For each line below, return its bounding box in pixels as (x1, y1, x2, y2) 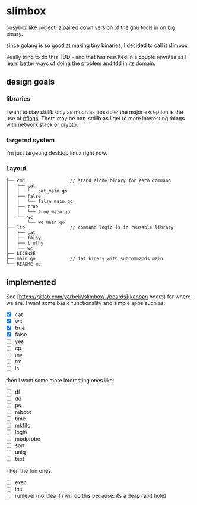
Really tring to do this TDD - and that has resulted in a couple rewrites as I (6, 53, 187, 60)
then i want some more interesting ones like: (6, 376, 115, 384)
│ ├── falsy (6, 235, 42, 241)
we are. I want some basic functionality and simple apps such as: (6, 300, 166, 307)
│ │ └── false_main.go (6, 198, 73, 205)
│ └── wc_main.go (6, 219, 65, 226)
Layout (6, 164, 27, 172)
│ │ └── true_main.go (6, 209, 70, 215)
